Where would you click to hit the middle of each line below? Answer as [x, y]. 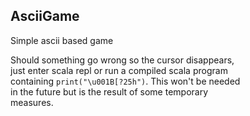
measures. [32, 102]
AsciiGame [45, 16]
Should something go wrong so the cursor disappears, [122, 60]
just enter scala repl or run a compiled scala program [119, 70]
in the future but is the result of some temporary [109, 91]
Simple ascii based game [62, 40]
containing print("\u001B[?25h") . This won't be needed [125, 81]
